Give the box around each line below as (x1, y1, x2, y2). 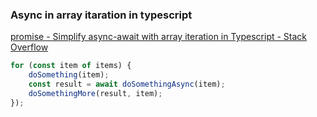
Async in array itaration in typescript (10, 8, 193, 22)
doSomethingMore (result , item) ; (28, 88, 163, 98)
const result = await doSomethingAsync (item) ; (28, 79, 226, 90)
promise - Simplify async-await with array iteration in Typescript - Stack (10, 31, 308, 43)
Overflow (10, 41, 49, 53)
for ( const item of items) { (10, 61, 132, 71)
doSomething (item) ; (28, 70, 110, 80)
